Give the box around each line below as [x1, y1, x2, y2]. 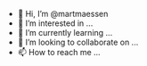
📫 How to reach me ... [17, 47, 101, 57]
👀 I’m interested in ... [17, 18, 94, 29]
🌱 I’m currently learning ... [17, 28, 113, 37]
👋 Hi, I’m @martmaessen [17, 9, 109, 19]
